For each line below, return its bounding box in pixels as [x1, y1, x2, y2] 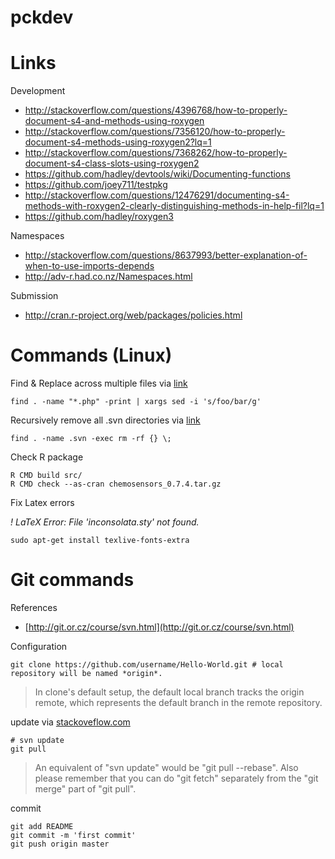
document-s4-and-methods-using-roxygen [24, 115, 205, 127]
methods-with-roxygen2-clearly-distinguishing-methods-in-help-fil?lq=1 [24, 200, 325, 212]
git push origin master [10, 839, 110, 849]
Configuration [10, 641, 68, 652]
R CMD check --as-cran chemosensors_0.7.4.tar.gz [10, 479, 222, 490]
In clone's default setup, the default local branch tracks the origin [34, 686, 305, 698]
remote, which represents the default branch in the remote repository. [34, 697, 323, 708]
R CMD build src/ [10, 471, 83, 481]
